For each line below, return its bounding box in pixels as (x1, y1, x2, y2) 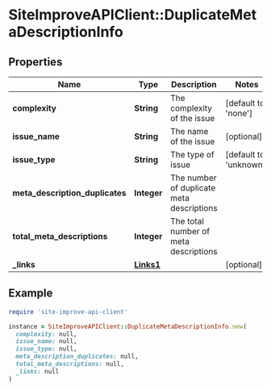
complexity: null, (15, 329, 78, 338)
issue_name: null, (15, 338, 78, 346)
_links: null (15, 367, 60, 375)
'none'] (225, 107, 252, 119)
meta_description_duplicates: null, (15, 353, 139, 361)
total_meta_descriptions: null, (15, 360, 125, 368)
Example (8, 287, 53, 300)
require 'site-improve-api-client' (8, 308, 128, 316)
